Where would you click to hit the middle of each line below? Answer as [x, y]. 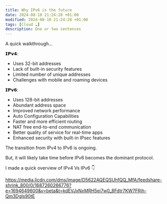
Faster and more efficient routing [47, 121]
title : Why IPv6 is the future [39, 10]
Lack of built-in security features [47, 69]
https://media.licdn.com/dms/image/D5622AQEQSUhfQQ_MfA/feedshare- [84, 180]
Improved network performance [46, 111]
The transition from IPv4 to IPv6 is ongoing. [51, 148]
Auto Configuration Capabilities [46, 116]
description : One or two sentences [43, 29]
